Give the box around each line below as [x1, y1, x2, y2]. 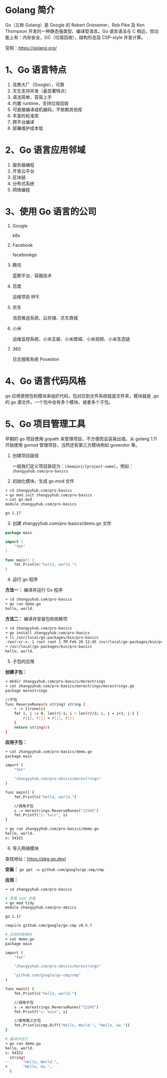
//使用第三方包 [14, 1018, 41, 1023]
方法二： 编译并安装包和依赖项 [5, 615, 68, 622]
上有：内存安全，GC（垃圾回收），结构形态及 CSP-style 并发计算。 [9, 34, 146, 40]
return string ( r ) [14, 725, 50, 730]
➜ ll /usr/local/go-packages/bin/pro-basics [5, 635, 99, 640]
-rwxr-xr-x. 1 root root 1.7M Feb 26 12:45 [5, 640, 97, 645]
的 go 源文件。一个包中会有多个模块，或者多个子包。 [5, 399, 113, 405]
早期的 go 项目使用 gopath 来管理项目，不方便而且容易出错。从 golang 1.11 [5, 436, 158, 442]
